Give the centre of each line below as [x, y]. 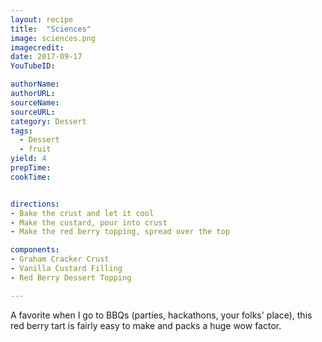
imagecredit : [37, 47]
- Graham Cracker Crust [60, 259]
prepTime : [31, 168]
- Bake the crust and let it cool [82, 213]
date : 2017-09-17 [46, 57]
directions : [35, 204]
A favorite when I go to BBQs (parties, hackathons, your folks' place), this [161, 315]
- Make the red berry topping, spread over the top [120, 232]
